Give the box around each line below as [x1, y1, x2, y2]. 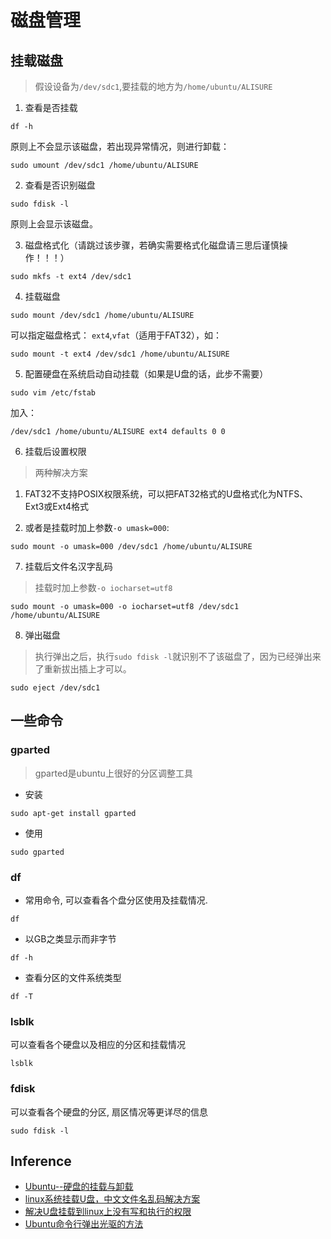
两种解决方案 [34, 467, 88, 478]
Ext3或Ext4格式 [24, 501, 90, 512]
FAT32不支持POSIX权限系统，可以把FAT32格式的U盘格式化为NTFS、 [24, 488, 309, 500]
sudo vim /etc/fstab [10, 388, 97, 398]
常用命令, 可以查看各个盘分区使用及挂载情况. [24, 894, 208, 906]
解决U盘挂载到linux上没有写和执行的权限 [24, 1206, 192, 1218]
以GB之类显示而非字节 [24, 932, 117, 945]
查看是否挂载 [24, 102, 78, 113]
